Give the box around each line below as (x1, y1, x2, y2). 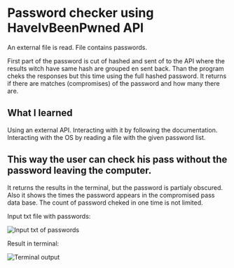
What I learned (7, 107, 73, 119)
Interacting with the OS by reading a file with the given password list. (7, 133, 206, 141)
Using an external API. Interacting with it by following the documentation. (7, 125, 218, 134)
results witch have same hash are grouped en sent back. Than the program (7, 64, 224, 72)
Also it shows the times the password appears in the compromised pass (7, 191, 215, 199)
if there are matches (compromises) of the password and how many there (7, 79, 220, 87)
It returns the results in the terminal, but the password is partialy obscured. (7, 183, 223, 191)
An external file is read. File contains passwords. (7, 43, 147, 51)
